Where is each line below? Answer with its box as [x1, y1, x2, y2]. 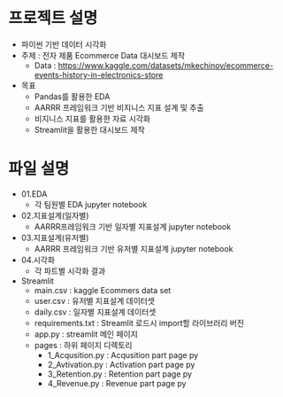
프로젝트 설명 [8, 8, 98, 28]
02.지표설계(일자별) [20, 210, 89, 221]
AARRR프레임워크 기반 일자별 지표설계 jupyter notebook [34, 221, 232, 231]
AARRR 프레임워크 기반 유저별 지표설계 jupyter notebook [34, 243, 233, 253]
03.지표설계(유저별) [20, 232, 89, 243]
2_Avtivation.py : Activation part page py [47, 359, 195, 370]
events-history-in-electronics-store [34, 69, 164, 80]
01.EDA [20, 188, 48, 199]
